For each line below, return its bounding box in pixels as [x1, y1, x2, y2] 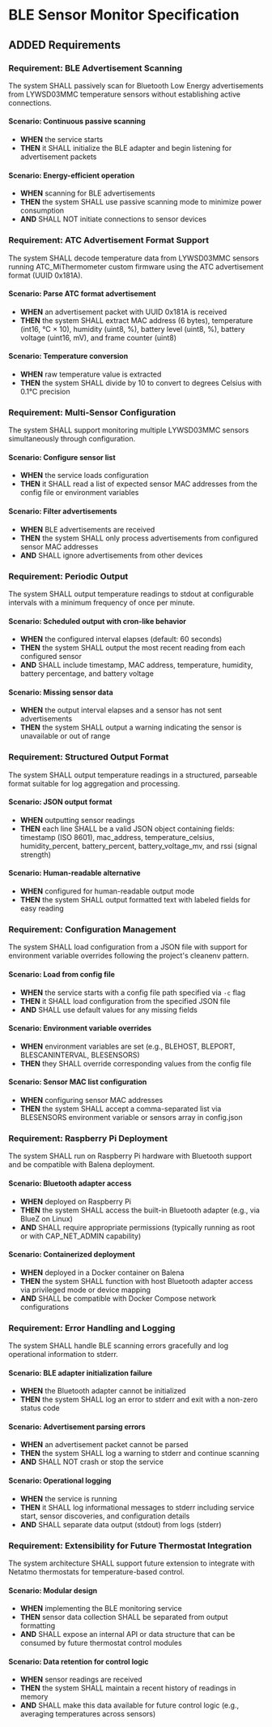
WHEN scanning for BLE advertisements [19, 188, 155, 198]
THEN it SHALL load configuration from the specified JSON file [19, 996, 231, 1006]
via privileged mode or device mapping [19, 1285, 151, 1294]
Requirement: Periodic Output [8, 571, 129, 582]
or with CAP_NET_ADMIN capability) [19, 1231, 142, 1241]
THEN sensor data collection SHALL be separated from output [19, 1613, 228, 1622]
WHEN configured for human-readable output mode [19, 886, 195, 896]
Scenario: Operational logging [8, 1475, 112, 1485]
